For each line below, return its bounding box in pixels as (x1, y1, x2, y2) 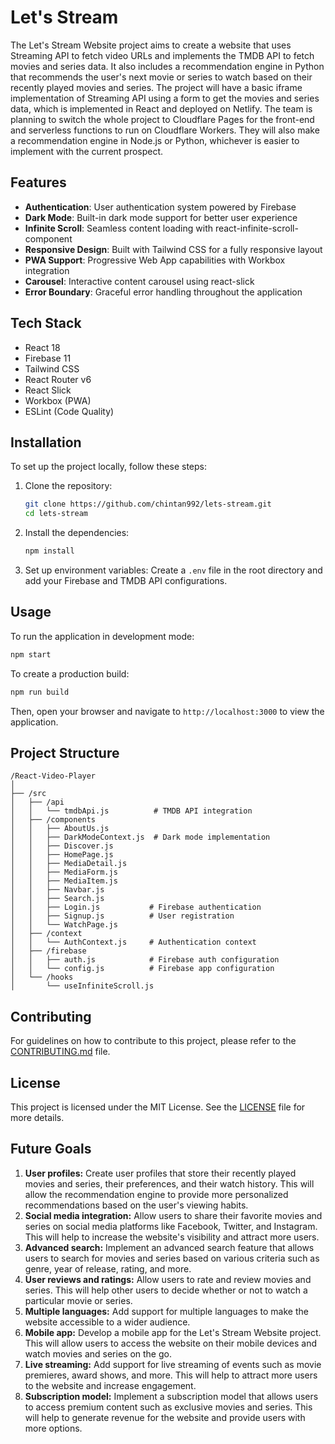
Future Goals (10, 1141, 92, 1158)
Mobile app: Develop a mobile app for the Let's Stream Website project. (24, 1326, 322, 1338)
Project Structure (10, 744, 120, 761)
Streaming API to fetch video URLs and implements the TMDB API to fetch (10, 49, 315, 61)
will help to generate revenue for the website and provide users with (24, 1411, 306, 1423)
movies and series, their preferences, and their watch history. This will (24, 1177, 315, 1190)
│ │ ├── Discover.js (10, 841, 114, 851)
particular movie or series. (24, 1294, 133, 1306)
